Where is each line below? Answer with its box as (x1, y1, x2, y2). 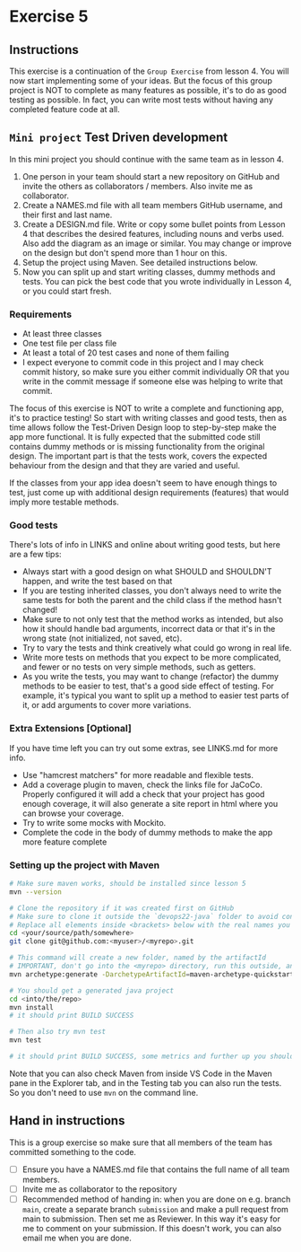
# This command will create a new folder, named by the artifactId (9, 953, 267, 962)
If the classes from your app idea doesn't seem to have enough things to (9, 477, 278, 488)
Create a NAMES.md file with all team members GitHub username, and (21, 199, 283, 210)
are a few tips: (9, 549, 62, 560)
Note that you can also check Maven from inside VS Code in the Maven (9, 1068, 273, 1079)
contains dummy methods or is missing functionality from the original (9, 442, 265, 452)
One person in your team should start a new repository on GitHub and (21, 171, 280, 181)
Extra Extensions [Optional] (9, 722, 132, 735)
